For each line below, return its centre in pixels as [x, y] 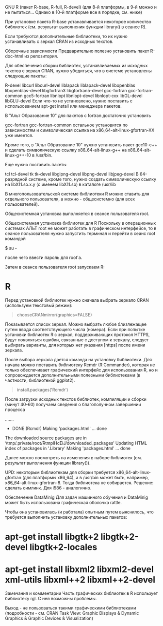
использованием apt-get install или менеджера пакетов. [64, 106]
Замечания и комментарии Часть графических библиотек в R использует [81, 593]
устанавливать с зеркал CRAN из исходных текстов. [59, 41]
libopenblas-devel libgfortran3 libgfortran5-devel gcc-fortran [66, 90]
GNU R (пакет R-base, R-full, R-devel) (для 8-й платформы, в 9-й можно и [81, 7]
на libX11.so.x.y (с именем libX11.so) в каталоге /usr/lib [61, 184]
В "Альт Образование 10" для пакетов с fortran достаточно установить [78, 116]
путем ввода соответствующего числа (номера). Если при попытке [75, 329]
